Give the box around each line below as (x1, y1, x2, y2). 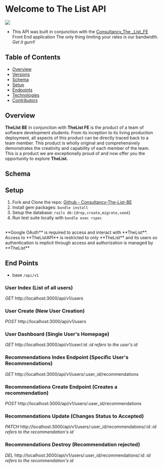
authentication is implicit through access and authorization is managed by (5, 240, 154, 245)
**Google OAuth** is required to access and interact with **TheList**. (5, 229, 148, 235)
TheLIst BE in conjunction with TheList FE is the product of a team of (5, 124, 144, 130)
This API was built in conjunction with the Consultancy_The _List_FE (12, 28, 148, 35)
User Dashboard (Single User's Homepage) (5, 331, 110, 338)
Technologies (12, 92, 40, 98)
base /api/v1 (12, 272, 39, 278)
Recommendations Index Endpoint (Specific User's (5, 354, 129, 361)
